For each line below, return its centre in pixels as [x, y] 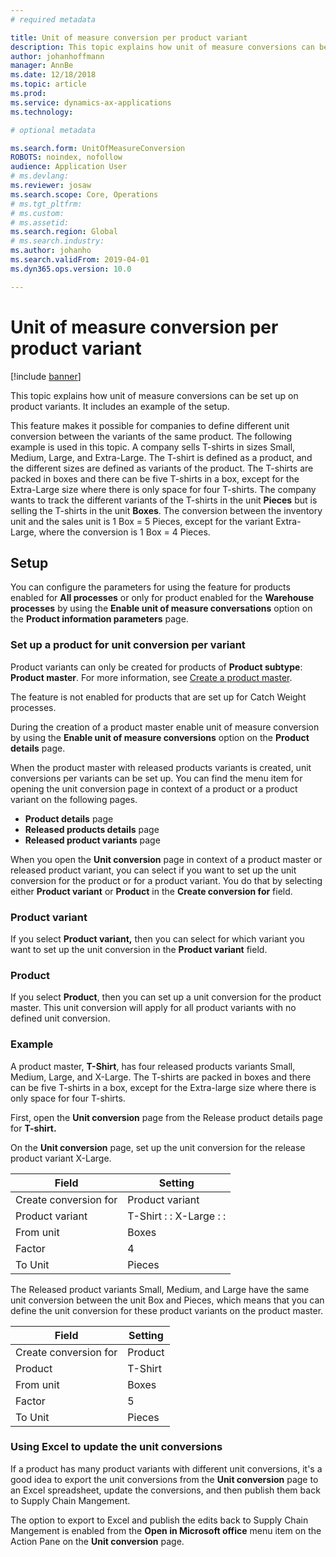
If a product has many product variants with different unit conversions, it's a [166, 1468]
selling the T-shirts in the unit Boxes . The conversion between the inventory [166, 510]
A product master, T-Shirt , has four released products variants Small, [153, 1066]
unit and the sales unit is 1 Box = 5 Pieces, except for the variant [142, 521]
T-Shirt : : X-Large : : [177, 1216]
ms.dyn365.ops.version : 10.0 [71, 269]
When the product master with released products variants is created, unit [161, 767]
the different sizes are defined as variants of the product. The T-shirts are [162, 468]
